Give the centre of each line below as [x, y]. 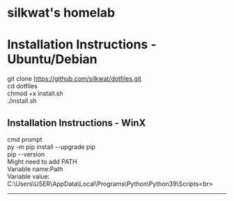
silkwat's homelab [61, 13]
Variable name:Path [35, 169]
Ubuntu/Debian [52, 59]
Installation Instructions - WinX [77, 123]
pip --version [26, 154]
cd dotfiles [23, 86]
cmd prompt [25, 139]
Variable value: [29, 176]
